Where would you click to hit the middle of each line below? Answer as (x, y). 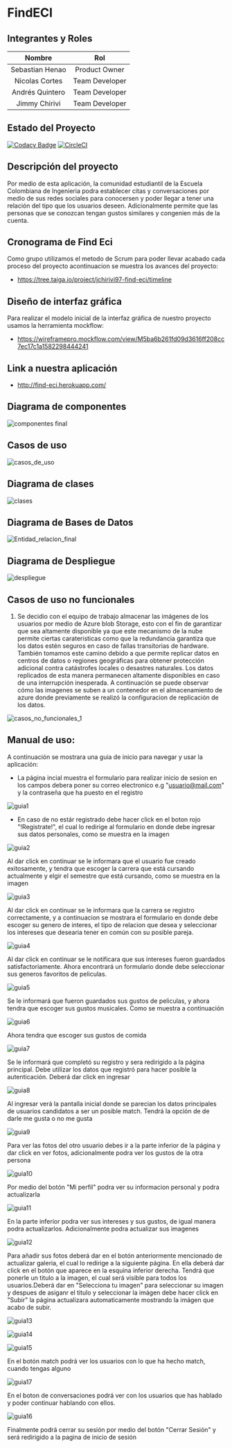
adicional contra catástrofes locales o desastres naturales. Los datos (115, 667)
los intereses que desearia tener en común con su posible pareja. (100, 932)
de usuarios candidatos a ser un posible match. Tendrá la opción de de (108, 1111)
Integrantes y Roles (50, 39)
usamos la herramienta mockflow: (55, 326)
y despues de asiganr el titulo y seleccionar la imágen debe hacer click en (113, 1292)
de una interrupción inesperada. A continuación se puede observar (113, 683)
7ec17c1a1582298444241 (53, 347)
